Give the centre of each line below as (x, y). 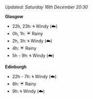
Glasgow (14, 16)
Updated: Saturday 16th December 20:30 (46, 7)
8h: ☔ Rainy (24, 84)
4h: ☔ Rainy (24, 48)
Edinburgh (16, 67)
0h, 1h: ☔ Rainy (28, 33)
